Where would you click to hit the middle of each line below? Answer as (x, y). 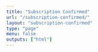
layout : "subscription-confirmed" (50, 23)
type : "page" (23, 28)
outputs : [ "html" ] (29, 39)
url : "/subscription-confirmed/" (48, 17)
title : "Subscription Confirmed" (48, 12)
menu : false (21, 34)
